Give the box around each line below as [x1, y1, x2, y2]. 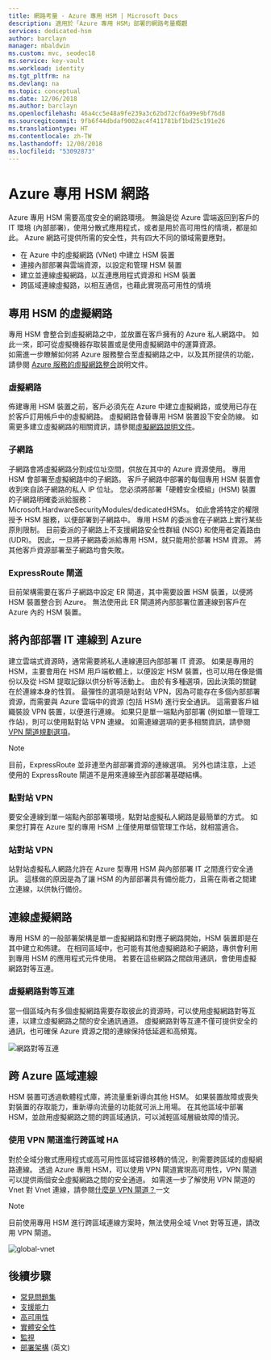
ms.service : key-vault [8, 57, 85, 65]
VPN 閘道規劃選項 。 [8, 727, 75, 737]
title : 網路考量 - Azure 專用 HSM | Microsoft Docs [8, 11, 179, 20]
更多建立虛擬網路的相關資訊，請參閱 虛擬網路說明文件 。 [15, 422, 199, 432]
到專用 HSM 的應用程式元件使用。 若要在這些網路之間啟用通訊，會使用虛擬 [8, 953, 256, 963]
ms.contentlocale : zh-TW [8, 132, 92, 140]
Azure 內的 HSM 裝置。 [8, 607, 86, 617]
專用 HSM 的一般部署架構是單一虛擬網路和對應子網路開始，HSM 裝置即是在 [8, 933, 259, 943]
